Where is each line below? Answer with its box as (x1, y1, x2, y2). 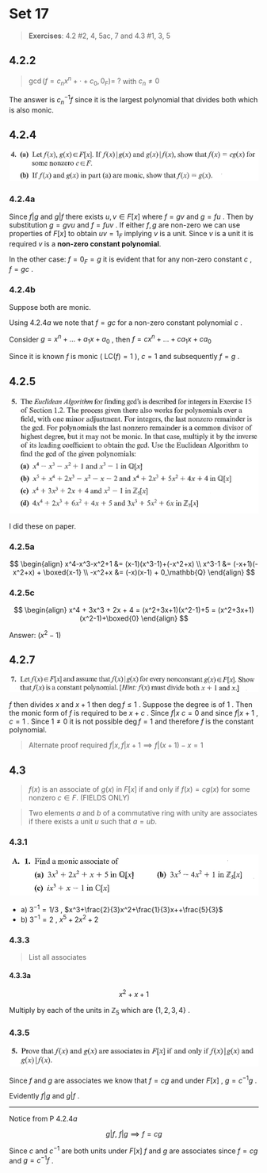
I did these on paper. (9, 521, 77, 531)
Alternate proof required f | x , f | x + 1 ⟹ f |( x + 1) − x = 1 (28, 740, 204, 750)
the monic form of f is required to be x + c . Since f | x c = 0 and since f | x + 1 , (9, 709, 258, 718)
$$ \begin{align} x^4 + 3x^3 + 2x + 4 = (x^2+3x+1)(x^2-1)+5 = (13, 606, 216, 615)
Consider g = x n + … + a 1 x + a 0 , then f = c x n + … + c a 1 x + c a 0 (9, 333, 212, 346)
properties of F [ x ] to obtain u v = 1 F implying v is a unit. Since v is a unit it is (9, 228, 254, 240)
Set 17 (9, 5, 50, 23)
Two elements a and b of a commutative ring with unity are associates (28, 808, 258, 818)
